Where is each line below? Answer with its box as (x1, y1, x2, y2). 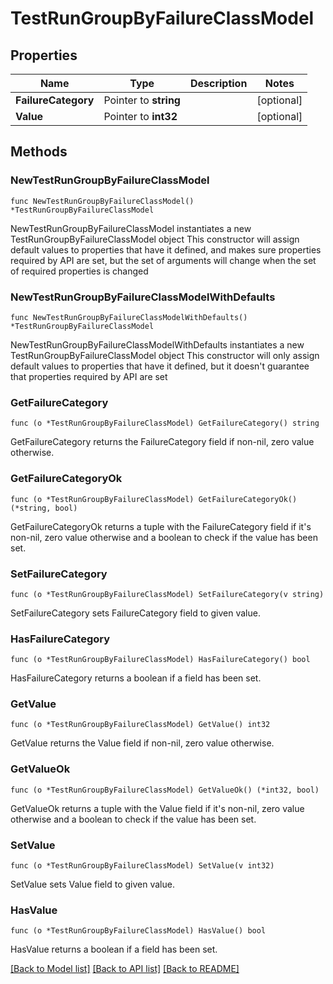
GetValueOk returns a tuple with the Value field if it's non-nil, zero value (10, 802, 305, 814)
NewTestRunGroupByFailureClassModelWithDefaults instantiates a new (10, 338, 305, 351)
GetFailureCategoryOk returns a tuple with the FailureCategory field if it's (10, 520, 312, 532)
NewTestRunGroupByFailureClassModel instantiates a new (10, 222, 252, 234)
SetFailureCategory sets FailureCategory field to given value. (10, 607, 261, 619)
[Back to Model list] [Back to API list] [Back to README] (10, 963, 240, 975)
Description (189, 77, 248, 90)
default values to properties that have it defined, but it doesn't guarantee (10, 360, 310, 372)
